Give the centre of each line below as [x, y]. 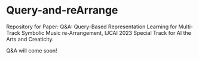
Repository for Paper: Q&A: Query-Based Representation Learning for [92, 27]
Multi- [186, 27]
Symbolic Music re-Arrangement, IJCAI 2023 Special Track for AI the [106, 32]
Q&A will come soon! [32, 50]
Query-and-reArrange [62, 10]
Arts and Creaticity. [30, 39]
